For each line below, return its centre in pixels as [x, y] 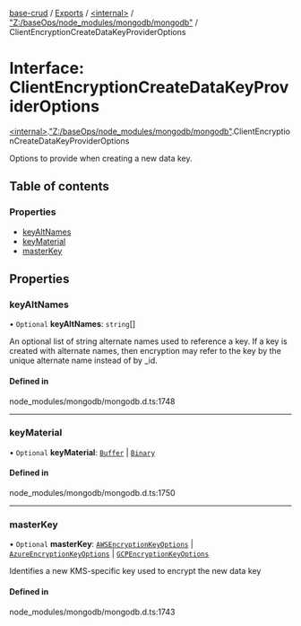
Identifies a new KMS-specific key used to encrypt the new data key [135, 571]
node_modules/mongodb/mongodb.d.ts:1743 [92, 612]
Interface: [47, 69]
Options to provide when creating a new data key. [101, 158]
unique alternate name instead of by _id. [84, 361]
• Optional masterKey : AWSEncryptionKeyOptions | [102, 544]
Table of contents [59, 186]
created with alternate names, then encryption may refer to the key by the [146, 351]
